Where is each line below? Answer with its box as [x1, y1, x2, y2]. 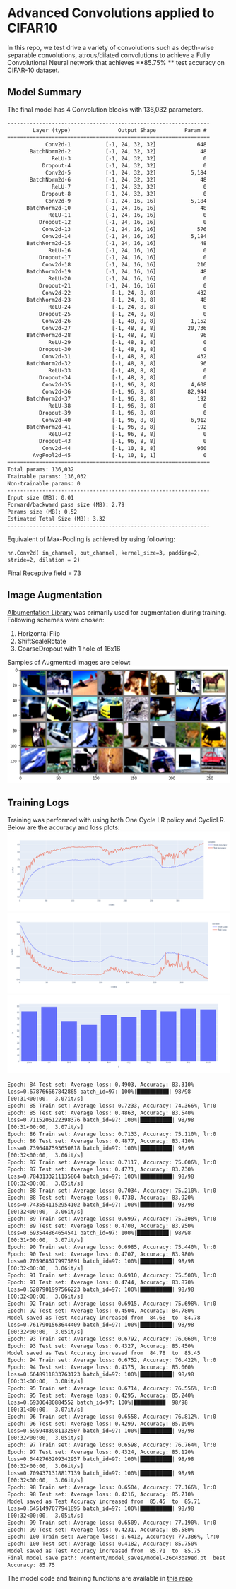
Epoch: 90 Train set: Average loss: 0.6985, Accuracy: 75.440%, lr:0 [7, 1244, 217, 1251]
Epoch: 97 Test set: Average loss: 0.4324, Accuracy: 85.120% [7, 1448, 194, 1455]
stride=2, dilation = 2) [7, 556, 81, 563]
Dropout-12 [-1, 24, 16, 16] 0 [38, 218, 207, 225]
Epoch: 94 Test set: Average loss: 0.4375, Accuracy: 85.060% [7, 1364, 194, 1371]
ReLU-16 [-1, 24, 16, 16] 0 [48, 247, 207, 254]
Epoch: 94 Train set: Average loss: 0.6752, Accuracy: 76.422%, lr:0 [7, 1357, 217, 1364]
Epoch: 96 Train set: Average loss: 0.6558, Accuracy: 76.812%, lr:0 [7, 1413, 217, 1420]
